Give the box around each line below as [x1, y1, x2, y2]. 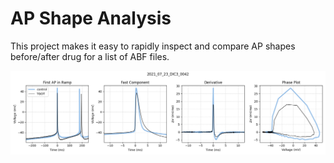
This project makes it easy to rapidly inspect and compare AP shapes [10, 40, 296, 52]
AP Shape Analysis [10, 7, 172, 30]
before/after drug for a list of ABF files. [10, 50, 170, 62]
